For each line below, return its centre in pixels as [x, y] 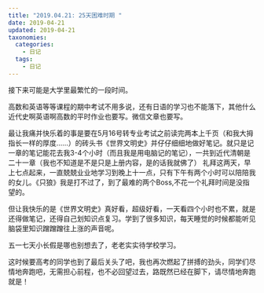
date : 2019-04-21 [37, 23]
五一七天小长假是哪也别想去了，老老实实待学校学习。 [94, 245]
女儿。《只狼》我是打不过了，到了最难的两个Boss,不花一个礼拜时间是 [125, 182]
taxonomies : [27, 37]
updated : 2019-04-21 [42, 30]
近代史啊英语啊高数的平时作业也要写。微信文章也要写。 [97, 116]
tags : [24, 60]
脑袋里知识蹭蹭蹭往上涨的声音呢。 [63, 228]
